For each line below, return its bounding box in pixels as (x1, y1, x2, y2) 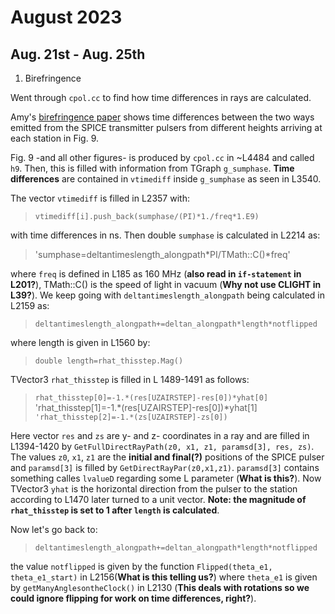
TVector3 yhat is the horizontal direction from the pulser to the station (10, 483, 298, 495)
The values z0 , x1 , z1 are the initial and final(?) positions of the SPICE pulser (10, 451, 325, 463)
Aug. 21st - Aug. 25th (10, 46, 146, 63)
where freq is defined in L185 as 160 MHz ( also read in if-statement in (10, 268, 302, 280)
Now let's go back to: (10, 524, 98, 535)
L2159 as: (10, 300, 50, 311)
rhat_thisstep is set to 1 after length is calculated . (10, 504, 220, 516)
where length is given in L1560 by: (10, 337, 151, 348)
